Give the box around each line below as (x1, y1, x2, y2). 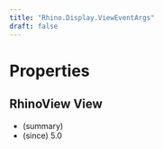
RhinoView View (9, 97, 104, 112)
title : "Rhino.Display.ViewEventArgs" (9, 13, 155, 23)
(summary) (22, 120, 64, 131)
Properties (9, 61, 90, 81)
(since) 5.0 (22, 130, 63, 141)
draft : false (9, 22, 59, 31)
